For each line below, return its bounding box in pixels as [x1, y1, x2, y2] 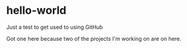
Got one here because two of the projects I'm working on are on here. [6, 35, 182, 42]
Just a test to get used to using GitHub [6, 23, 104, 31]
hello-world [6, 4, 67, 17]
